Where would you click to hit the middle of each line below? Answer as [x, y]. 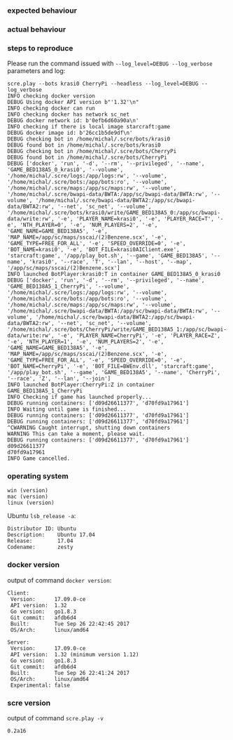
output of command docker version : [59, 580]
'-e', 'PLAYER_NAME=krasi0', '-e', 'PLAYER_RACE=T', [136, 219]
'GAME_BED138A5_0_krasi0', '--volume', [65, 170]
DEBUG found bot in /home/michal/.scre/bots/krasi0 [84, 145]
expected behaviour [42, 11]
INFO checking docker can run [51, 108]
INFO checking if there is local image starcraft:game [89, 127]
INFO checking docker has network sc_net [69, 114]
